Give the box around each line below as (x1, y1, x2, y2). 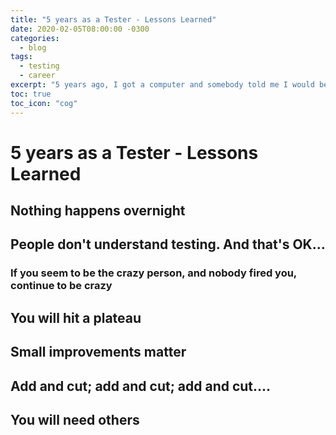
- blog (19, 42, 47, 53)
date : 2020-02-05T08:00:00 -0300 (10, 24, 150, 34)
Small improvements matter (10, 344, 187, 361)
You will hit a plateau (10, 309, 142, 326)
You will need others (10, 411, 140, 428)
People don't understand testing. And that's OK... (10, 236, 326, 253)
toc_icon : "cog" (10, 98, 78, 108)
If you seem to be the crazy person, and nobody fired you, (10, 266, 297, 280)
